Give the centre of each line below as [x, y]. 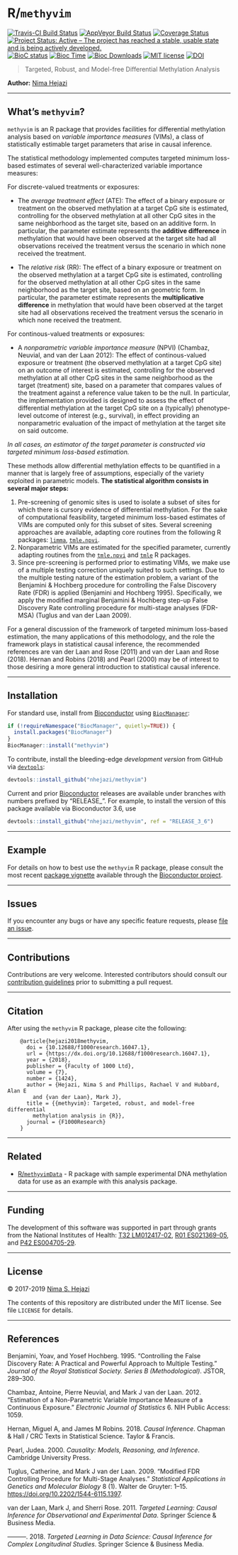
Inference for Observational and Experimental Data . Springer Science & [112, 1515]
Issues [22, 904]
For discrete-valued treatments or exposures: [74, 187]
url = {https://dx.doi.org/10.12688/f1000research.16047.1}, [118, 1054]
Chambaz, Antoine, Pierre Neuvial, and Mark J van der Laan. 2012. [104, 1392]
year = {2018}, [49, 1060]
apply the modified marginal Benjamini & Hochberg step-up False [113, 600]
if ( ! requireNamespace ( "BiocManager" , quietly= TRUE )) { [91, 726]
